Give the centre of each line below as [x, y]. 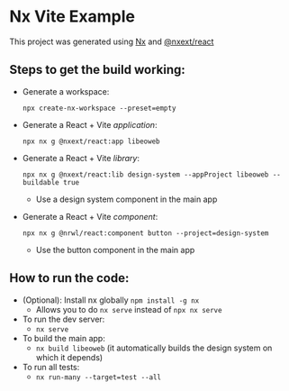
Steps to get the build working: [98, 70]
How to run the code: [69, 278]
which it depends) [69, 357]
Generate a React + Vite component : [90, 216]
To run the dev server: [63, 319]
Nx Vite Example [72, 17]
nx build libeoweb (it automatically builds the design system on [154, 348]
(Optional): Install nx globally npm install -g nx [111, 300]
